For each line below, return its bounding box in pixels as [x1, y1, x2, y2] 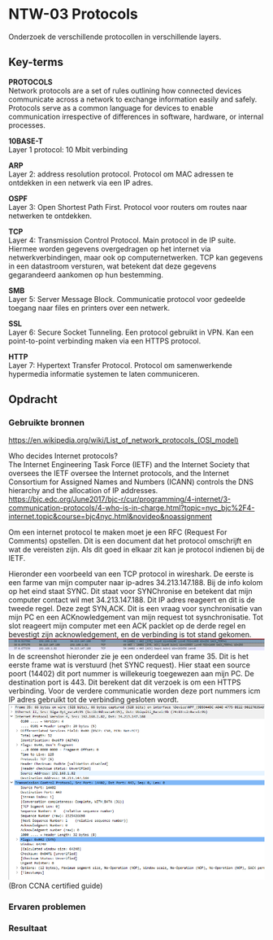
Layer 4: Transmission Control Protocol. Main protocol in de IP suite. [8, 235, 236, 245]
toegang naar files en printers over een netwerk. [8, 303, 171, 313]
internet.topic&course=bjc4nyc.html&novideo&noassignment [8, 512, 213, 522]
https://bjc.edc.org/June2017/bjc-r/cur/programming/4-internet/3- [8, 494, 232, 505]
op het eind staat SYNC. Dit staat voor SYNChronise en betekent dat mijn [8, 587, 253, 597]
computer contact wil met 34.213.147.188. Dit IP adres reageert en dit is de [8, 595, 256, 605]
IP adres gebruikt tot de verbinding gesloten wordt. [8, 694, 180, 704]
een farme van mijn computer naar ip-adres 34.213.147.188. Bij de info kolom [8, 578, 263, 588]
